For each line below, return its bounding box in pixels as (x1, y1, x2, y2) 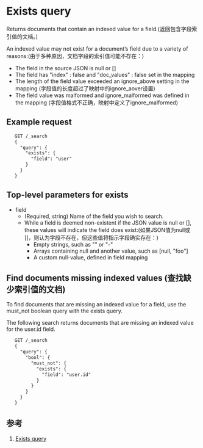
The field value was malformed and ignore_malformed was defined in (15, 92, 190, 99)
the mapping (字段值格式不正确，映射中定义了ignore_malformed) (15, 99, 179, 106)
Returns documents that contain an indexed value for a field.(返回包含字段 (6, 25, 192, 32)
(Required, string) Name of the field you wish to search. (24, 212, 164, 220)
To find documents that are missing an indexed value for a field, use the (6, 301, 187, 308)
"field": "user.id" (41, 371, 91, 378)
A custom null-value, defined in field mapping (33, 253, 148, 261)
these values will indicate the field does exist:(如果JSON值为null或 (24, 226, 191, 233)
